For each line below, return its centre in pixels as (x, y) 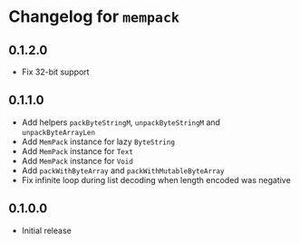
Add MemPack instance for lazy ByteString (98, 141)
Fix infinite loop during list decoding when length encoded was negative (156, 180)
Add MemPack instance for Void (77, 160)
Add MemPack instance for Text (77, 151)
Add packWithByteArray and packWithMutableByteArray (123, 170)
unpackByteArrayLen (58, 132)
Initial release (46, 230)
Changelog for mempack (94, 17)
